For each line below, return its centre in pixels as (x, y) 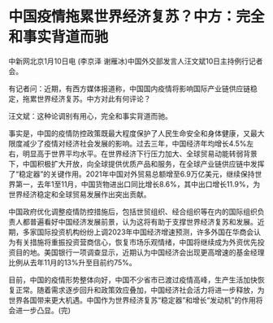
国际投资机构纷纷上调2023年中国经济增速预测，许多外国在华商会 (145, 232)
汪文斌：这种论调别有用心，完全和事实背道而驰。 (90, 116)
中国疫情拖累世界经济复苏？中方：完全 (137, 17)
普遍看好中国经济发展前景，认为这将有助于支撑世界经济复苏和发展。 (143, 221)
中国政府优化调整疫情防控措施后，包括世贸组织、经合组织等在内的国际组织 (133, 212)
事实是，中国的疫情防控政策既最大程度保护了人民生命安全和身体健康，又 (129, 133)
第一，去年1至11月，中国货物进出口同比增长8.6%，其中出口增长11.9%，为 (138, 184)
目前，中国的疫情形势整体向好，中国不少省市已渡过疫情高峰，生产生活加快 (133, 279)
